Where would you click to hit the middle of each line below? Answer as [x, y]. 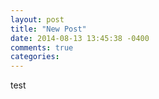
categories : [35, 57]
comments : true [42, 47]
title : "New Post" [48, 29]
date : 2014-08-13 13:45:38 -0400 [80, 38]
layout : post [37, 19]
